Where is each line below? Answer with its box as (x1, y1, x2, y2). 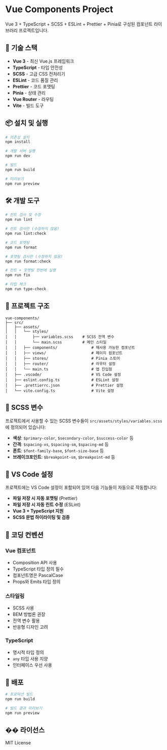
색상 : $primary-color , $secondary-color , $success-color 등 (12, 435, 134, 441)
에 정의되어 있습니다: (5, 424, 46, 430)
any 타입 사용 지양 (12, 656, 48, 662)
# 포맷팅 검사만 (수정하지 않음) (5, 254, 63, 259)
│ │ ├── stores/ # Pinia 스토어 (5, 356, 120, 361)
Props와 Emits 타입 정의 (12, 578, 61, 585)
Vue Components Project (5, 4, 113, 15)
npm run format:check (5, 259, 51, 264)
